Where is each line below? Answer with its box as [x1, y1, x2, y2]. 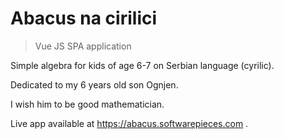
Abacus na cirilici [10, 7, 158, 30]
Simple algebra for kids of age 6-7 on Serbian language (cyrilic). [10, 59, 275, 71]
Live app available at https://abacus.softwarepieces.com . [10, 117, 249, 129]
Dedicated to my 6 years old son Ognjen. [10, 78, 179, 91]
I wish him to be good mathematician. [10, 98, 165, 110]
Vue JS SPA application [34, 40, 132, 52]
